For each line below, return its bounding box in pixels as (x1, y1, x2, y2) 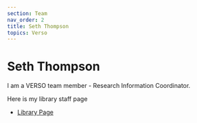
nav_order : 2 (7, 16, 45, 23)
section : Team (7, 10, 48, 17)
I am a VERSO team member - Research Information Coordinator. (7, 82, 191, 90)
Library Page (16, 108, 54, 117)
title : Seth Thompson (7, 23, 69, 30)
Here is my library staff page (7, 95, 88, 103)
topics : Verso (7, 29, 48, 36)
